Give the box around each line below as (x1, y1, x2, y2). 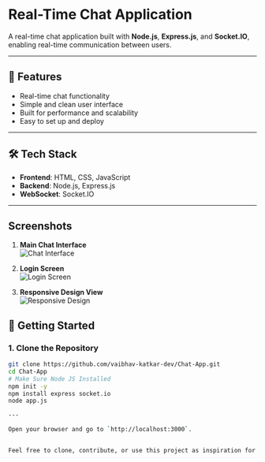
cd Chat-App (8, 367, 47, 375)
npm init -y (8, 382, 47, 390)
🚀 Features (8, 70, 62, 84)
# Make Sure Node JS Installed (8, 374, 111, 383)
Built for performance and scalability (19, 108, 139, 117)
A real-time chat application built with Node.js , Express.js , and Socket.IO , (8, 32, 250, 41)
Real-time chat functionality (19, 91, 110, 100)
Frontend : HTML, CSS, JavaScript (19, 172, 131, 182)
